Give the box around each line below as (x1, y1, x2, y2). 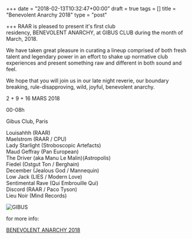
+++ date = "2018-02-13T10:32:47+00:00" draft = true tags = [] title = (6, 5, 177, 12)
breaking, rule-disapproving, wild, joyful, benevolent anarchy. (6, 83, 155, 91)
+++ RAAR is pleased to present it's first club (6, 23, 116, 30)
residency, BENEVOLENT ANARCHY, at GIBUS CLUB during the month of (6, 29, 184, 36)
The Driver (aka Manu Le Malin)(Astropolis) (6, 154, 111, 162)
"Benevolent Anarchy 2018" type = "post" (6, 11, 107, 18)
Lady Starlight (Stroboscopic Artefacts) (6, 142, 101, 148)
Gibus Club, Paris (6, 118, 48, 125)
